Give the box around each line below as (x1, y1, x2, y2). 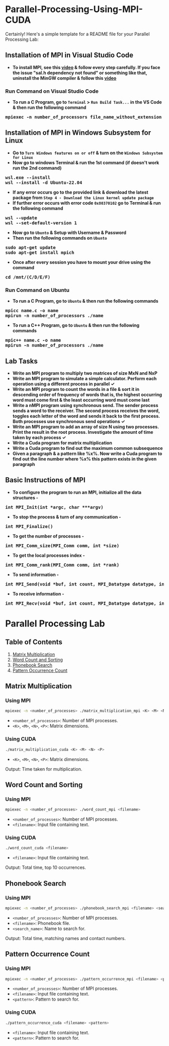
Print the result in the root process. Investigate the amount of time (12, 429, 153, 435)
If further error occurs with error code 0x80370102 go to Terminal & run (12, 200, 161, 206)
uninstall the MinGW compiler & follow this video (12, 75, 117, 81)
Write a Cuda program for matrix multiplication (12, 440, 112, 446)
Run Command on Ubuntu (5, 286, 69, 294)
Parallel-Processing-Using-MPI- (5, 4, 143, 15)
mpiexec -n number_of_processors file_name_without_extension (5, 114, 162, 120)
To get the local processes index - (12, 552, 86, 558)
